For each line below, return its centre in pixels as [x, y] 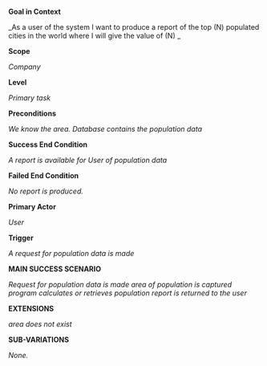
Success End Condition [48, 144]
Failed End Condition [44, 175]
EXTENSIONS [31, 309]
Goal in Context [35, 12]
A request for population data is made [71, 253]
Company [24, 67]
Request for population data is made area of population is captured [120, 285]
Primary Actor [32, 207]
